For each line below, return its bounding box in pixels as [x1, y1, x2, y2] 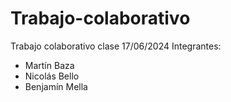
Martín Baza [24, 59, 75, 71]
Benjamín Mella [24, 80, 88, 92]
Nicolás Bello [24, 70, 80, 82]
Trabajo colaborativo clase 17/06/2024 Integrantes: [10, 40, 222, 52]
